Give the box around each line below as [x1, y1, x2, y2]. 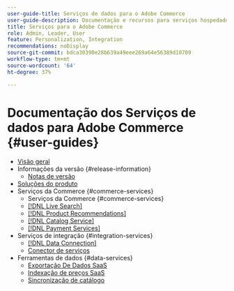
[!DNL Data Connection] [27, 239, 97, 248]
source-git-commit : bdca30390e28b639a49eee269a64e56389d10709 [7, 50, 192, 57]
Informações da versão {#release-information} [17, 165, 152, 173]
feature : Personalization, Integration [7, 36, 123, 43]
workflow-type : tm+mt [7, 56, 70, 63]
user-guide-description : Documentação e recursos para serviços [7, 17, 198, 24]
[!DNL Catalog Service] [27, 217, 95, 225]
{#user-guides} [7, 134, 100, 150]
